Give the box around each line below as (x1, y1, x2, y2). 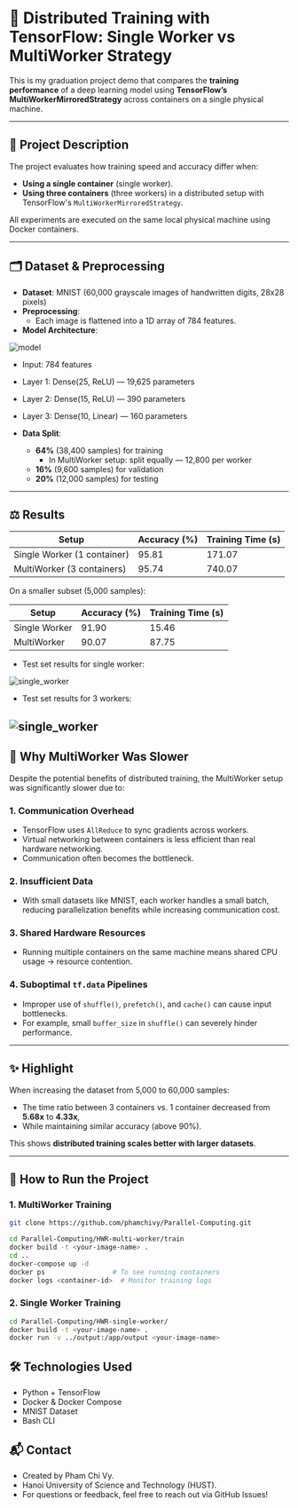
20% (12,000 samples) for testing (35, 473, 159, 484)
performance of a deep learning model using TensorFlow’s (9, 84, 228, 95)
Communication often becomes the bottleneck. (21, 852, 195, 864)
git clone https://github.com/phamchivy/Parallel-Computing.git (9, 1219, 252, 1228)
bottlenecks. (21, 1007, 68, 1019)
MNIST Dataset (21, 1406, 78, 1417)
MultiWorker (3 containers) (13, 563, 127, 575)
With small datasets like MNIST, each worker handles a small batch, (21, 896, 270, 906)
